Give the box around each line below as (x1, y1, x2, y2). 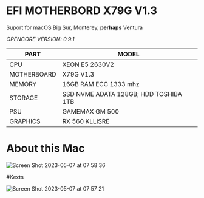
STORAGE (9, 94, 38, 102)
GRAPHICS (9, 117, 41, 125)
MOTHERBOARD (9, 70, 56, 78)
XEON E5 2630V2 (62, 60, 114, 69)
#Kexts (6, 173, 24, 180)
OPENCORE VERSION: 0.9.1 (6, 35, 75, 43)
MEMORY (9, 80, 37, 88)
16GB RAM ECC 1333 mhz (62, 80, 140, 88)
